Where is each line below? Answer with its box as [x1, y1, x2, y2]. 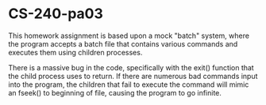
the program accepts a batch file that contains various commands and [8, 39, 238, 48]
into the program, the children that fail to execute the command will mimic [8, 80, 249, 89]
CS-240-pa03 [8, 5, 103, 23]
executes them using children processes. [8, 47, 143, 57]
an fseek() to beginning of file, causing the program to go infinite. [8, 88, 222, 97]
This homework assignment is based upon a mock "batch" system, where [8, 31, 250, 40]
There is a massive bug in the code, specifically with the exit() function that [8, 62, 254, 72]
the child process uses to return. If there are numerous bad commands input [8, 71, 258, 81]
